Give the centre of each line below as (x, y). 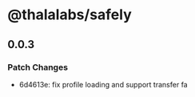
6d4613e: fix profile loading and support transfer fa (103, 84)
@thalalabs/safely (70, 15)
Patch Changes (38, 67)
